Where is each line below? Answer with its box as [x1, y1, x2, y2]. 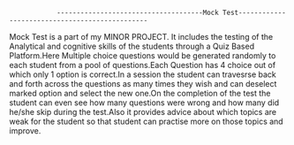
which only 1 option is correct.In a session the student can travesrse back [9, 69, 276, 80]
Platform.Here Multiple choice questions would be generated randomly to [9, 50, 276, 61]
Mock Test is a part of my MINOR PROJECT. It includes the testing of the [9, 32, 274, 42]
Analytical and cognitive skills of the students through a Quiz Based [9, 41, 254, 51]
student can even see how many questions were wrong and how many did [9, 97, 280, 108]
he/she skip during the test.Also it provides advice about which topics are [9, 107, 276, 117]
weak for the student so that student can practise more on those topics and [9, 116, 284, 126]
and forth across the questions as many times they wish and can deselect [9, 79, 277, 88]
